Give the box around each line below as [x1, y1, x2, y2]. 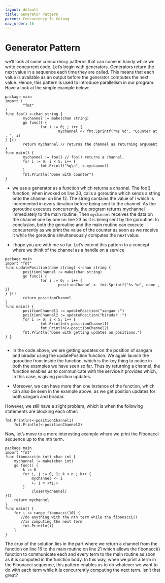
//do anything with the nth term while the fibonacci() [20, 515, 138, 520]
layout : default [5, 7, 38, 12]
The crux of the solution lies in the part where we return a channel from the [5, 541, 158, 547]
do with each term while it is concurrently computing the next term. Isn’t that [5, 567, 161, 573]
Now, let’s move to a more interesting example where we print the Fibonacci [5, 431, 159, 437]
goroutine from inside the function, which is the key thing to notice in [12, 358, 152, 364]
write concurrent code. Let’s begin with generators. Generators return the [5, 64, 154, 70]
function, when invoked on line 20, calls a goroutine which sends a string [12, 191, 161, 196]
